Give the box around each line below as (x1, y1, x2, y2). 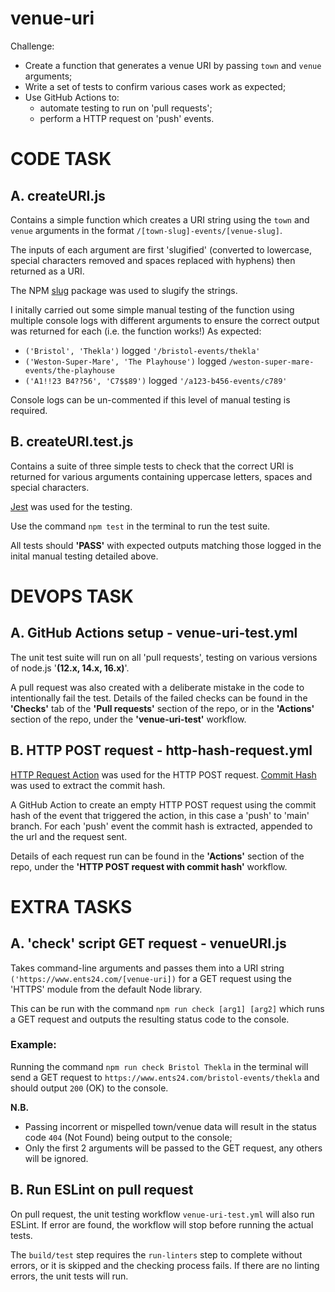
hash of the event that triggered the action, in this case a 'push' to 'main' (10, 809, 310, 821)
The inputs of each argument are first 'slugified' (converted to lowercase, (10, 243, 313, 256)
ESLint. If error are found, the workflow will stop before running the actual (10, 1218, 314, 1231)
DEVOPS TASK (10, 585, 134, 607)
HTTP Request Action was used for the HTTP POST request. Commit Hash (10, 768, 317, 781)
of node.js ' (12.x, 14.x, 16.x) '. (10, 662, 130, 674)
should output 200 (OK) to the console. (10, 1082, 169, 1094)
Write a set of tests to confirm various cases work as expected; (24, 80, 287, 92)
